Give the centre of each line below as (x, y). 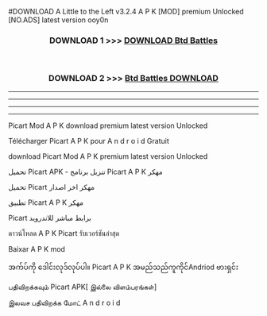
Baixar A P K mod (37, 249)
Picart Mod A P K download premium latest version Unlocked (108, 125)
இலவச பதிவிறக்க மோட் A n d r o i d (64, 303)
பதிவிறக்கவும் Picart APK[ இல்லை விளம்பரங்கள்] (83, 287)
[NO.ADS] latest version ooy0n (58, 20)
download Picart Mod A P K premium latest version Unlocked (108, 156)
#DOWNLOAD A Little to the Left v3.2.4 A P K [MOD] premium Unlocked (126, 12)
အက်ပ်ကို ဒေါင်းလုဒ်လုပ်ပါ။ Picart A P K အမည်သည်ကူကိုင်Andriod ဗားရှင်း (123, 267)
